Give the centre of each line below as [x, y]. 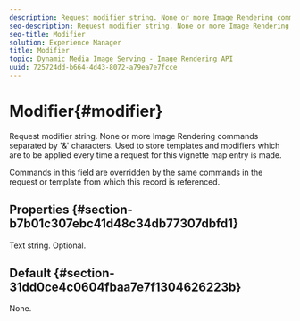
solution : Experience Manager [66, 42]
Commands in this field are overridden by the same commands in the [136, 172]
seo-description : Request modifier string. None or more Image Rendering [150, 26]
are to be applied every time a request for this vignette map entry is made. [146, 155]
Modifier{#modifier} [86, 111]
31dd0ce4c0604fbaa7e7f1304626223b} [125, 288]
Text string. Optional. [48, 245]
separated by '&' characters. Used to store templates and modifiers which [145, 145]
